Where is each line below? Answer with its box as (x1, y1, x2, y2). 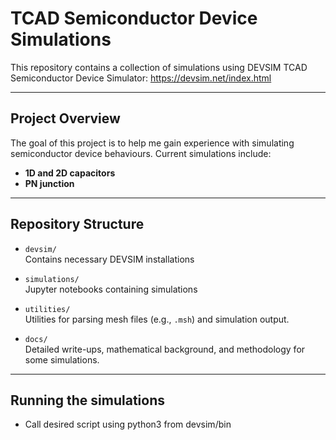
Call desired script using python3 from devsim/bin (24, 418, 232, 431)
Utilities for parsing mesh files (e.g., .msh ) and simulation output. (24, 313, 290, 325)
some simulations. (24, 353, 100, 366)
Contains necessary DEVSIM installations (24, 253, 195, 265)
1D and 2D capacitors (24, 167, 116, 179)
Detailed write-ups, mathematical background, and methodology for (24, 343, 306, 355)
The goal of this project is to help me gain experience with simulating (10, 137, 295, 149)
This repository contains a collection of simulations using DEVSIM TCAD (10, 61, 308, 73)
